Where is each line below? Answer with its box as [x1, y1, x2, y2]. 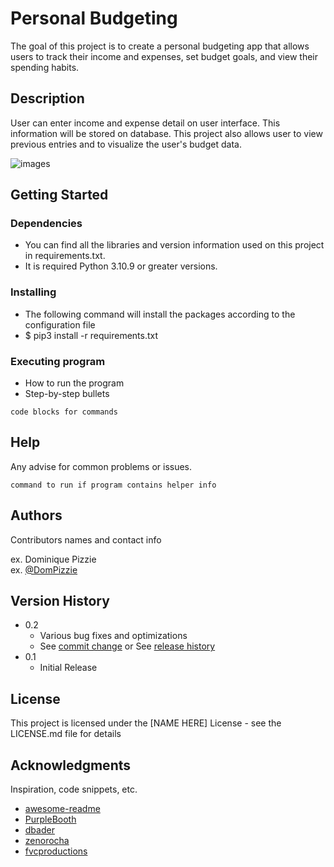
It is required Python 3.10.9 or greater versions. [24, 260, 218, 272]
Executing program [10, 354, 106, 368]
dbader [24, 824, 55, 836]
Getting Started [10, 187, 109, 204]
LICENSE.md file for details [10, 728, 122, 740]
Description [10, 90, 85, 107]
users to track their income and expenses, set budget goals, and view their [10, 50, 318, 62]
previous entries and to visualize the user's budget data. [10, 138, 242, 150]
